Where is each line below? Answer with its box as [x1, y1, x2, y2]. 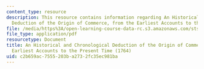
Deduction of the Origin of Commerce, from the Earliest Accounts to [12, 20, 191, 26]
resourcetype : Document [6, 37, 67, 43]
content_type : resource [6, 8, 67, 15]
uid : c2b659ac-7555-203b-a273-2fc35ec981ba [6, 53, 118, 59]
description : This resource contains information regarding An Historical [6, 14, 200, 20]
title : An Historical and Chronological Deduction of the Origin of [6, 43, 183, 49]
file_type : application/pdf [6, 31, 78, 37]
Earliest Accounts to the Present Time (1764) [12, 48, 132, 54]
